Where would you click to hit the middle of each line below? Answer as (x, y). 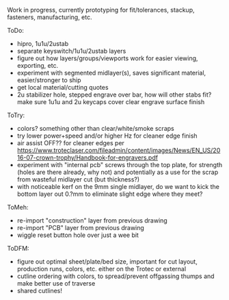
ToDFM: (18, 248)
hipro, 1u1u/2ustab (43, 43)
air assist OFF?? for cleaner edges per (71, 143)
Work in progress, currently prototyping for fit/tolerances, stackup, (101, 10)
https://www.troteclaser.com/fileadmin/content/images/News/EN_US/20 (119, 150)
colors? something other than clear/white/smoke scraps (95, 128)
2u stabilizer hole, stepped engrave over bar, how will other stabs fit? (114, 95)
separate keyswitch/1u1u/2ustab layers (71, 51)
